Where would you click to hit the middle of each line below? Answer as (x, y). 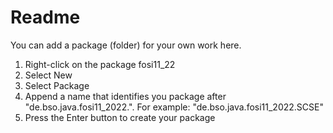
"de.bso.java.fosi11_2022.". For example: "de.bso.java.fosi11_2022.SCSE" (174, 107)
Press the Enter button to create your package (120, 117)
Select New (48, 75)
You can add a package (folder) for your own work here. (126, 45)
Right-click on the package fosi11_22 (100, 64)
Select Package (57, 85)
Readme (45, 17)
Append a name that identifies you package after (125, 96)
